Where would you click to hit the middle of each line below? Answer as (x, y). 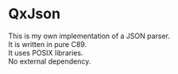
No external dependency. (50, 61)
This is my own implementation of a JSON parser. (89, 36)
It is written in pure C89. (48, 44)
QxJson (35, 14)
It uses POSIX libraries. (46, 53)
